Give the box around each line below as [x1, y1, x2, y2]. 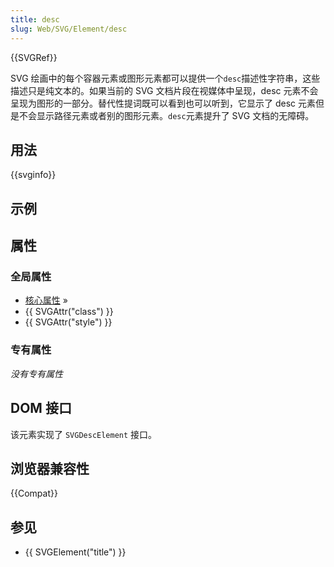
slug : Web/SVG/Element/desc [10, 24, 128, 34]
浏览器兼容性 [10, 460, 90, 477]
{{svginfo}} [10, 169, 57, 181]
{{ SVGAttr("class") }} [24, 306, 114, 318]
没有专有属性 [10, 367, 63, 380]
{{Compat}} [10, 487, 58, 500]
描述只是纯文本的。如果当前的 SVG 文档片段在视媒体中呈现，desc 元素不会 [10, 84, 319, 96]
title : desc [10, 14, 60, 25]
